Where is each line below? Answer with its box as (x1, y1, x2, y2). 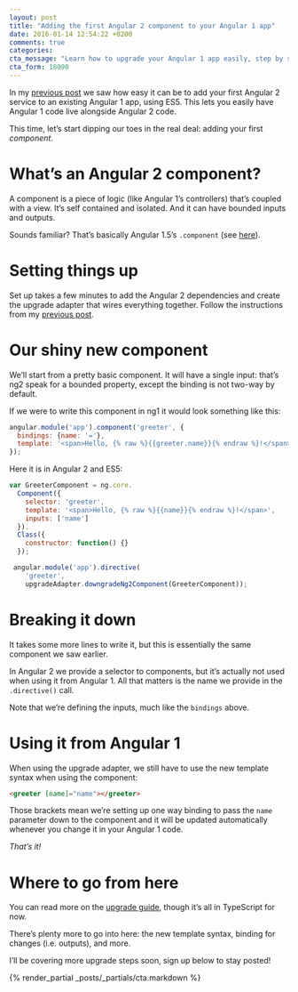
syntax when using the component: (9, 771, 138, 783)
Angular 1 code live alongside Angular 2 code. (9, 106, 177, 117)
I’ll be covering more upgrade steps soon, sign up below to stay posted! (9, 956, 271, 966)
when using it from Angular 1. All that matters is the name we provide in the (9, 675, 283, 686)
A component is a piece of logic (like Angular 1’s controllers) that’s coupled (9, 193, 282, 204)
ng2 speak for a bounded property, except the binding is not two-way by (9, 379, 275, 390)
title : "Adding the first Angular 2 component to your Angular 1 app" (9, 21, 276, 30)
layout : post (9, 12, 58, 22)
